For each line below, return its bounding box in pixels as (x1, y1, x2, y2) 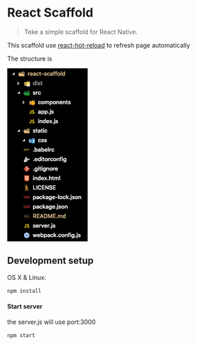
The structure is (7, 54, 53, 63)
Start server (7, 302, 43, 311)
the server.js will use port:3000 (7, 318, 96, 326)
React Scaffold (7, 5, 93, 21)
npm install (7, 287, 41, 294)
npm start (7, 331, 36, 339)
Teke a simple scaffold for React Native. (24, 28, 138, 36)
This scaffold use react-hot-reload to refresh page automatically (7, 41, 190, 49)
